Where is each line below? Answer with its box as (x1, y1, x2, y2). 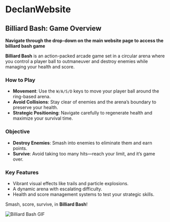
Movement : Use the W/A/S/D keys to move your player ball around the (12, 88, 159, 94)
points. (12, 145, 28, 151)
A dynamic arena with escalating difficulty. (12, 186, 103, 192)
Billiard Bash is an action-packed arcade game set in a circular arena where (5, 53, 165, 59)
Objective (5, 128, 30, 135)
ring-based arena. (12, 94, 51, 100)
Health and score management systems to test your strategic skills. (12, 191, 155, 197)
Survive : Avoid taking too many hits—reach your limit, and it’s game (12, 150, 156, 157)
